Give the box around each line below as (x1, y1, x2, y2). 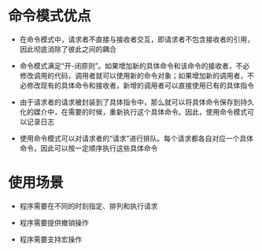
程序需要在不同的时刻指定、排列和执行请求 (19, 201, 158, 210)
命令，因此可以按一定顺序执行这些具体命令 (19, 143, 158, 153)
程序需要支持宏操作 (19, 235, 83, 244)
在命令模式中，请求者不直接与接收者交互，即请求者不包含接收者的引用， (19, 35, 254, 44)
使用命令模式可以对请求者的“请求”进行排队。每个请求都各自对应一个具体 (19, 133, 254, 143)
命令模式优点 (8, 7, 92, 25)
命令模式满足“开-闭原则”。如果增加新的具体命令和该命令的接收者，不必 (19, 60, 250, 71)
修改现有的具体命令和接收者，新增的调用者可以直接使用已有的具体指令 (26, 80, 254, 90)
